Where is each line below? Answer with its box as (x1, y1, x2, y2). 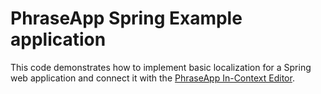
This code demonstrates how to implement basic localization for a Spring (10, 61, 312, 73)
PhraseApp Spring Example (10, 7, 243, 30)
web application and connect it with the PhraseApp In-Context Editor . (10, 72, 295, 84)
